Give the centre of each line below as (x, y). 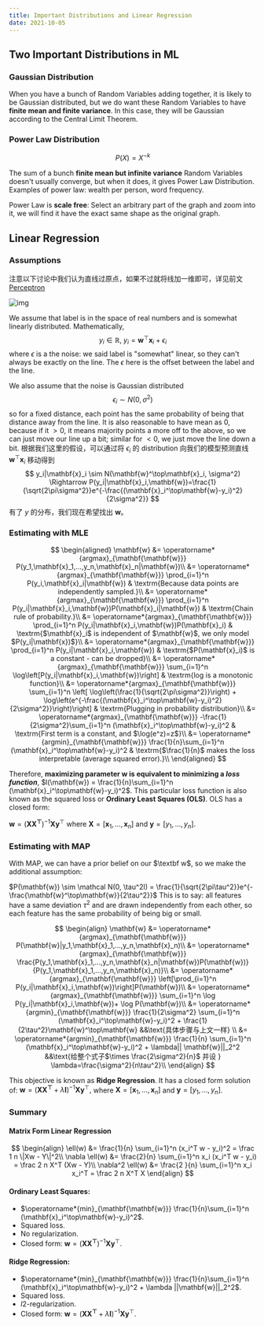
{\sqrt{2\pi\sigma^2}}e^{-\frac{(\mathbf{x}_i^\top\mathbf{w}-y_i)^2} (133, 490)
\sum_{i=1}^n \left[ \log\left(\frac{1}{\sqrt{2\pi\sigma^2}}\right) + (133, 692)
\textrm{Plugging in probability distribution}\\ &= (178, 709)
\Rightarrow (68, 482)
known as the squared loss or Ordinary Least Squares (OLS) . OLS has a (126, 799)
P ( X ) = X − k (133, 157)
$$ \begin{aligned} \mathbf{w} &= (106, 550)
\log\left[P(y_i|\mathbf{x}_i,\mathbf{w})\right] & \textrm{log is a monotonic (133, 675)
